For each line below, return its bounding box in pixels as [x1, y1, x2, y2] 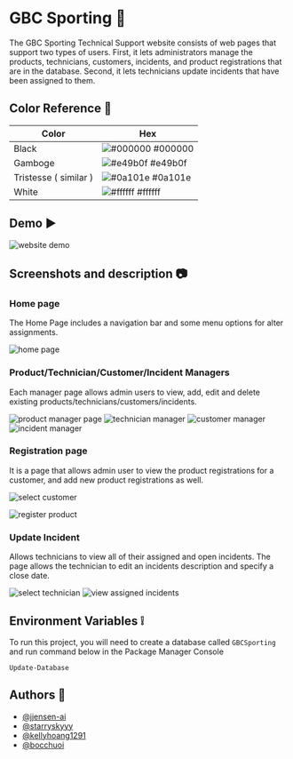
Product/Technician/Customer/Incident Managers [9, 366, 231, 379]
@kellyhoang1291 [21, 730, 86, 740]
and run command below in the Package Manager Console [9, 646, 225, 657]
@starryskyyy [21, 720, 74, 731]
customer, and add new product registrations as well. [9, 475, 204, 485]
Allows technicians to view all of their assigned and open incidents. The [9, 551, 271, 563]
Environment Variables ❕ [9, 613, 145, 628]
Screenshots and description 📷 [9, 266, 188, 281]
